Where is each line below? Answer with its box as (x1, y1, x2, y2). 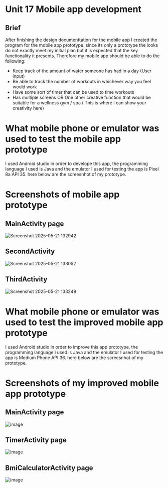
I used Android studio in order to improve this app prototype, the (5, 344, 138, 350)
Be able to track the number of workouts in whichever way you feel (12, 79, 151, 84)
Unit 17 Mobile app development (5, 4, 142, 15)
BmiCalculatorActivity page (5, 463, 93, 472)
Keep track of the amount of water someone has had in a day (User (12, 68, 152, 74)
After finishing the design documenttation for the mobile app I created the (5, 37, 157, 43)
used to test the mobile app (5, 133, 121, 145)
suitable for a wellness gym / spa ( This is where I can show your (12, 100, 146, 106)
